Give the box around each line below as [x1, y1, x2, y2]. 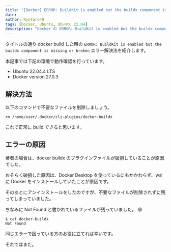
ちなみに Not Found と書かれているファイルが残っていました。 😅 [5, 206, 142, 212]
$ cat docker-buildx [5, 216, 49, 221]
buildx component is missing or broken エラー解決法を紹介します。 [5, 47, 149, 53]
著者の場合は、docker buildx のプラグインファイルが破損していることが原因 [5, 155, 164, 161]
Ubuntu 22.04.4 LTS [12, 68, 55, 74]
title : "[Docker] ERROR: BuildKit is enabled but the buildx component [5, 7, 160, 13]
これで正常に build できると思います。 [5, 124, 84, 130]
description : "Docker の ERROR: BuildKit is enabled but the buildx [5, 26, 153, 32]
